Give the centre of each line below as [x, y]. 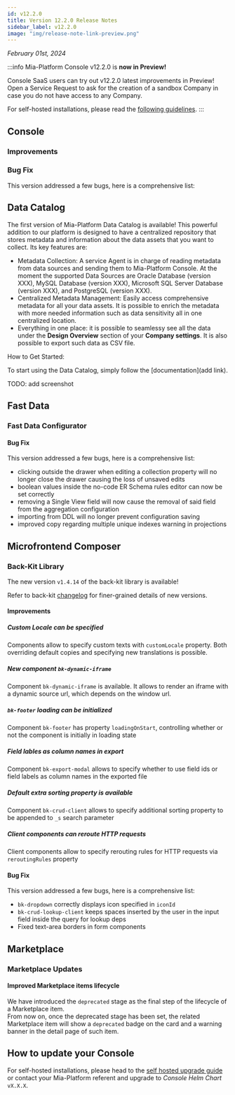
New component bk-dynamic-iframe [59, 669]
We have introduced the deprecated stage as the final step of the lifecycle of [117, 1001]
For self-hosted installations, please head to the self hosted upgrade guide [115, 1070]
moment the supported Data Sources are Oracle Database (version [114, 276]
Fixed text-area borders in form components [81, 927]
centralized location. [47, 320]
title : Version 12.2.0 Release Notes [62, 20]
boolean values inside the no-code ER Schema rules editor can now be [120, 487]
